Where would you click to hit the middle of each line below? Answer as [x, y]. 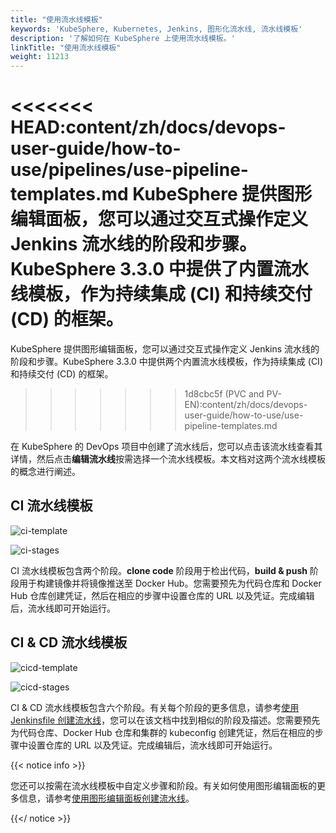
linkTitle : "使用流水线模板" [66, 47]
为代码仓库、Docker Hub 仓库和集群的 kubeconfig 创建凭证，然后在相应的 [162, 732]
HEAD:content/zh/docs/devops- [148, 127]
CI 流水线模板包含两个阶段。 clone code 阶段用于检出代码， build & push [159, 570]
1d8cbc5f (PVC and [224, 394]
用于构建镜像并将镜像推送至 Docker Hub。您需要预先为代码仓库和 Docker [170, 583]
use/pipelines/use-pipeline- [129, 170]
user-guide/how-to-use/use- [244, 415]
